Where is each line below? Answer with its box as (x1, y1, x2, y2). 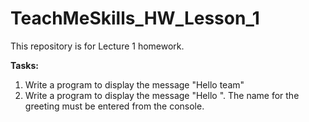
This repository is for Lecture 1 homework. (10, 40, 185, 52)
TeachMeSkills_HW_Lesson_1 (10, 7, 260, 30)
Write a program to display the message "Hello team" (24, 78, 245, 91)
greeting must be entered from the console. (24, 100, 205, 112)
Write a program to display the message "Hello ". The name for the (24, 89, 300, 101)
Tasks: (10, 59, 39, 71)
